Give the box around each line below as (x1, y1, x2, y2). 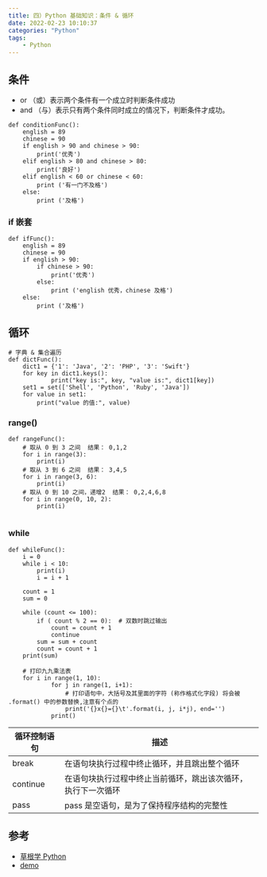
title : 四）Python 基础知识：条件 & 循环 (8, 11, 134, 20)
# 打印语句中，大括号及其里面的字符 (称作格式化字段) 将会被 (64, 689, 241, 697)
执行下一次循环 (64, 785, 121, 796)
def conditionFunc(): (8, 121, 80, 129)
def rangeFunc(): (8, 435, 66, 444)
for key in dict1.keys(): (22, 370, 109, 378)
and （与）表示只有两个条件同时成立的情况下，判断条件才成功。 (19, 105, 230, 114)
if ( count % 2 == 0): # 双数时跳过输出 (37, 617, 168, 625)
